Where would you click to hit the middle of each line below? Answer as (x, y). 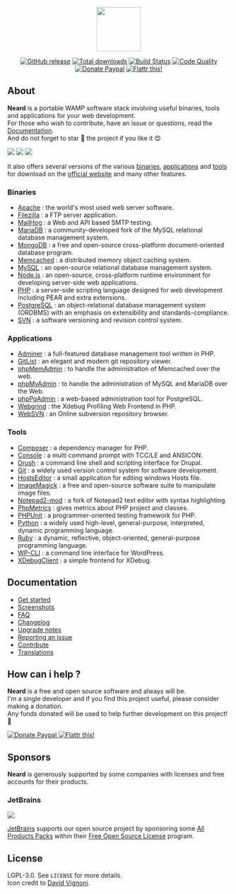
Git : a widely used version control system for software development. (118, 470)
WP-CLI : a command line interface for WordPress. (91, 553)
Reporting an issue (45, 637)
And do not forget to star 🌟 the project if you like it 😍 (84, 138)
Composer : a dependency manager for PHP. (83, 447)
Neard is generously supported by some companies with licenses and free (116, 775)
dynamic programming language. (66, 530)
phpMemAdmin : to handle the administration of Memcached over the (119, 369)
